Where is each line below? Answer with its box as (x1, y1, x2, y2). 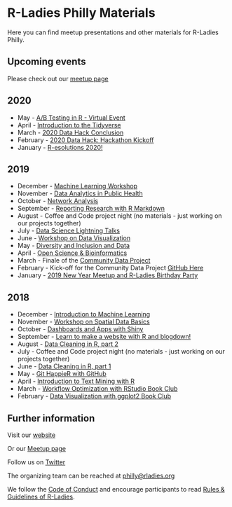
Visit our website (7, 431, 56, 439)
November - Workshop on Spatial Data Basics (17, 317, 150, 326)
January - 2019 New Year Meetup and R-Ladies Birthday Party (17, 271, 198, 279)
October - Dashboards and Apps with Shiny (17, 325, 144, 333)
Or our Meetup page (7, 445, 67, 452)
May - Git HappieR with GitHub (17, 370, 107, 378)
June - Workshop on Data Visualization (17, 234, 131, 242)
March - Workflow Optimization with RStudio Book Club (17, 384, 178, 393)
